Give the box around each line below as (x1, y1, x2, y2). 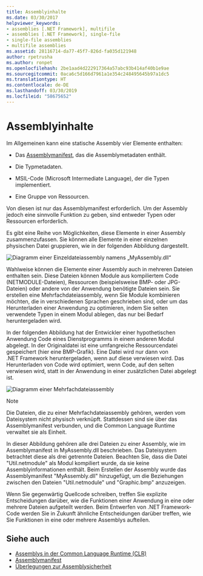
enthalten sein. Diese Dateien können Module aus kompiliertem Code (6, 272, 179, 279)
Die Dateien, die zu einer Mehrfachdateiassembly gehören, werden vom (6, 409, 186, 416)
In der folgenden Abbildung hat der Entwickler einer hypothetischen (6, 328, 176, 336)
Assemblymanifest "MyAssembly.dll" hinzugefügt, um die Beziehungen (6, 472, 184, 479)
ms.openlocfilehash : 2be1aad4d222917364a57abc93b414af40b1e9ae (6, 65, 170, 71)
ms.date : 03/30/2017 (6, 15, 59, 21)
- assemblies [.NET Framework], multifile (6, 25, 115, 32)
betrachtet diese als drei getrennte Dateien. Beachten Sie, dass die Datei (6, 452, 188, 460)
